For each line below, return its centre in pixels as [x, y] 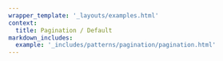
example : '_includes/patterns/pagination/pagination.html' [116, 45]
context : [23, 23]
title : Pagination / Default [64, 30]
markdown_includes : [41, 38]
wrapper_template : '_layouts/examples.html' [84, 15]
